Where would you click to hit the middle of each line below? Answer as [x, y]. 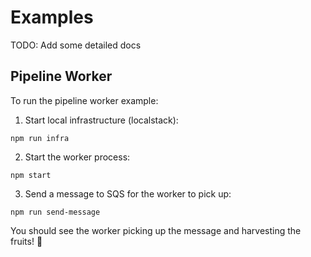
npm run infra [40, 138]
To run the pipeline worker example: [84, 100]
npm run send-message [55, 212]
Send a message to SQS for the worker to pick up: [128, 193]
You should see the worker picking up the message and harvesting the [156, 230]
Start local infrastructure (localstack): [101, 120]
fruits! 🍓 [26, 241]
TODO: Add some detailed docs [76, 45]
